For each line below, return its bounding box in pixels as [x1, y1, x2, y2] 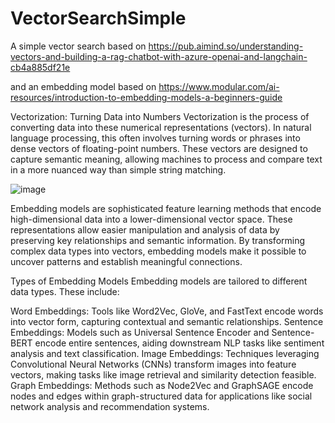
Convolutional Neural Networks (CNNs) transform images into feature [10, 358, 297, 370]
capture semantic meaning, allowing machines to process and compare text [10, 153, 323, 165]
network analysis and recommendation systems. [10, 400, 210, 412]
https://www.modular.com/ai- [158, 80, 280, 92]
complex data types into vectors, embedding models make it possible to [10, 245, 307, 257]
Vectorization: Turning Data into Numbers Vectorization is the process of [10, 110, 310, 122]
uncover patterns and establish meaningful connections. [10, 255, 243, 267]
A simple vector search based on [10, 40, 147, 52]
